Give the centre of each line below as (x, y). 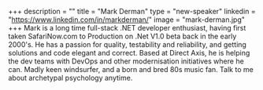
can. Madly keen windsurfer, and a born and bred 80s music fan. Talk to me (131, 69)
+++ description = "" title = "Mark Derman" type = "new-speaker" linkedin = (132, 11)
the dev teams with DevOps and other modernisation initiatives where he (126, 61)
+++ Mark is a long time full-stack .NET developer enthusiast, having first (127, 28)
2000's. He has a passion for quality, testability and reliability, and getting (127, 45)
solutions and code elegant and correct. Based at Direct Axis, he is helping (129, 53)
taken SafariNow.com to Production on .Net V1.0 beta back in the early (122, 36)
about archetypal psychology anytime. (70, 78)
